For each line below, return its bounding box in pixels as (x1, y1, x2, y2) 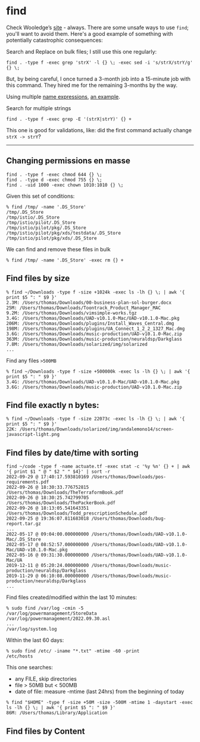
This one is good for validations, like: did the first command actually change (6, 126, 192, 133)
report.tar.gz (6, 521, 42, 527)
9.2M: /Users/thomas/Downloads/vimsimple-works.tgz (6, 310, 137, 316)
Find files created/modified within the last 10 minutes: (6, 594, 137, 601)
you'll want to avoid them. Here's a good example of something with (6, 30, 173, 37)
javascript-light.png (6, 432, 60, 438)
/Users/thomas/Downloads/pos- (91, 474, 167, 480)
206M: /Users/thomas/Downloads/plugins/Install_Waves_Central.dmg (6, 320, 174, 326)
